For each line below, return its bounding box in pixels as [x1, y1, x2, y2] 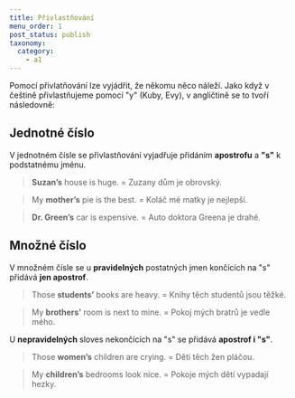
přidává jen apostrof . [9, 271, 88, 282]
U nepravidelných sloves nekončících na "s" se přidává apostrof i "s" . [9, 334, 273, 345]
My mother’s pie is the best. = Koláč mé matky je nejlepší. [31, 194, 248, 204]
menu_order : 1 [9, 22, 63, 31]
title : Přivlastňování [9, 13, 95, 23]
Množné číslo [9, 238, 88, 253]
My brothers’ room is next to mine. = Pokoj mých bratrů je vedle [31, 307, 271, 317]
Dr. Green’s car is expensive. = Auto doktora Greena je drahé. [31, 212, 262, 223]
